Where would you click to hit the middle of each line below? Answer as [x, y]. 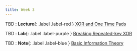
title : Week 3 [20, 10]
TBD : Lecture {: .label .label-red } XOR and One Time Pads [66, 24]
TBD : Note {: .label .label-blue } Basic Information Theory [64, 43]
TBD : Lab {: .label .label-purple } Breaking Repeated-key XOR [68, 33]
